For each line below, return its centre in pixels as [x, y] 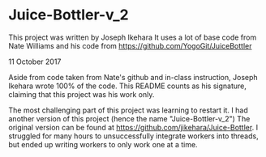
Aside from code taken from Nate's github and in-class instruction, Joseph [133, 77]
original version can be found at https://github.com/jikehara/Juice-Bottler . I [133, 127]
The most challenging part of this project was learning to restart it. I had [129, 110]
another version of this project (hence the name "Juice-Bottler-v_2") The [129, 118]
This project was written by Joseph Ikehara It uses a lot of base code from [133, 37]
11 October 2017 [35, 62]
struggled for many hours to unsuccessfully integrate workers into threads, [133, 136]
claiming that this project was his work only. [82, 94]
